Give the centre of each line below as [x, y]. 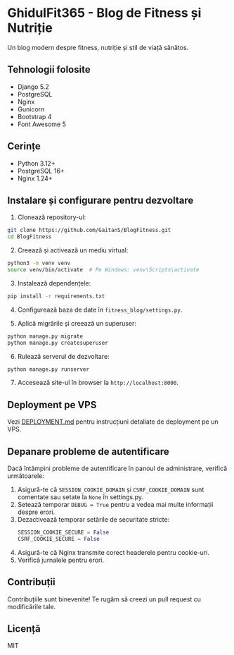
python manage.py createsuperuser [58, 343]
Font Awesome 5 [42, 124]
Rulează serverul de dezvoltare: [64, 356]
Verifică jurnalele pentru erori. [61, 560]
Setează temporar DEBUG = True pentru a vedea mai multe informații [115, 504]
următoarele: [26, 476]
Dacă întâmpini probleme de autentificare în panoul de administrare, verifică [117, 468]
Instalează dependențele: [54, 283]
